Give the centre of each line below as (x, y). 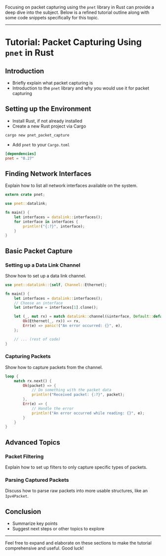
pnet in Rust (30, 53)
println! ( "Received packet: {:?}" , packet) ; (78, 395)
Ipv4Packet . (17, 496)
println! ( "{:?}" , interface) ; (54, 226)
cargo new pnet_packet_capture (37, 135)
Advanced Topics (33, 442)
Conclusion (23, 511)
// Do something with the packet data (71, 390)
